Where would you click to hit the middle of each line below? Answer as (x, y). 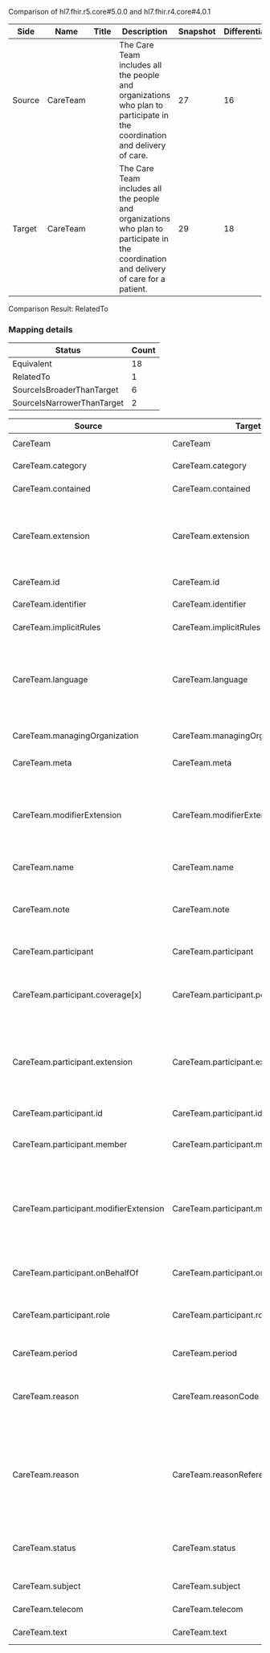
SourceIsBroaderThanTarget (65, 390)
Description (145, 31)
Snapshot (197, 31)
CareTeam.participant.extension (72, 1062)
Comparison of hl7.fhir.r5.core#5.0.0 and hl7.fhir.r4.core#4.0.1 (110, 12)
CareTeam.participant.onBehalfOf (76, 1273)
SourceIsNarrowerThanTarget (68, 403)
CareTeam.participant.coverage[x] (77, 995)
